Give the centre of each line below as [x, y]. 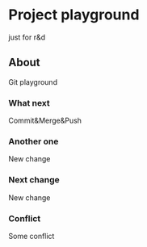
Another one [34, 141]
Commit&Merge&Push [45, 121]
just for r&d [27, 37]
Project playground [74, 15]
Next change [34, 180]
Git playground [33, 82]
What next [29, 103]
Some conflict [31, 236]
